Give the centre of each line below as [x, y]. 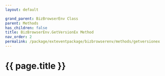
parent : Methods [22, 23]
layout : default [22, 10]
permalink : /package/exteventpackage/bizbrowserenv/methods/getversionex [83, 42]
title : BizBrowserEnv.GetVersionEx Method [49, 33]
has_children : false [26, 28]
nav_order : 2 [19, 37]
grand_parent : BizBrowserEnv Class [42, 19]
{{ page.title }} [36, 66]
